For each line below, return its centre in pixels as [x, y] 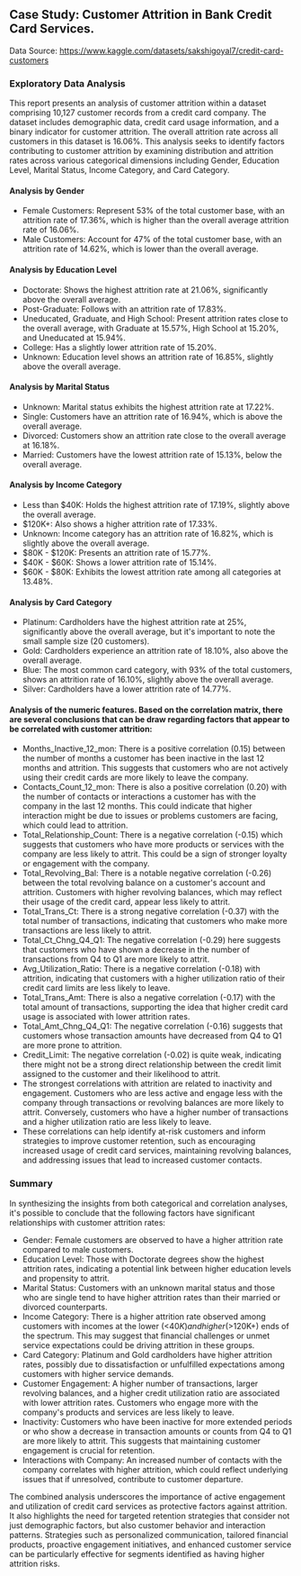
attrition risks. [35, 1563]
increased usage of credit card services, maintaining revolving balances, [157, 1151]
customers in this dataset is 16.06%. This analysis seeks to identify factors [147, 141]
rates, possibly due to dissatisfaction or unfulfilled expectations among [154, 1364]
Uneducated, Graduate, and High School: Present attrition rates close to [155, 318]
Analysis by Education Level [63, 269]
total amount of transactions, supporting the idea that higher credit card [155, 1007]
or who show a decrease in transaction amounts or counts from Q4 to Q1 [157, 1431]
